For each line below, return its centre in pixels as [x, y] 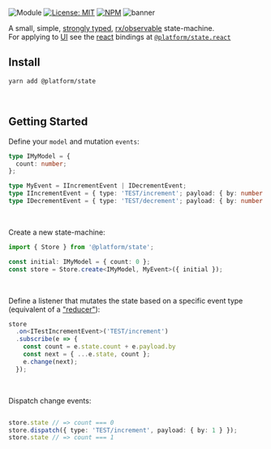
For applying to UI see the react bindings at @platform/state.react [120, 37]
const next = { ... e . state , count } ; [87, 354]
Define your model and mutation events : [74, 141]
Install [24, 62]
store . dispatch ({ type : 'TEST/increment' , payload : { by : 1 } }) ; [123, 430]
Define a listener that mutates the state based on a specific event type [126, 300]
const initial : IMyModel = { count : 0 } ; [80, 261]
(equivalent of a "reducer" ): [54, 309]
